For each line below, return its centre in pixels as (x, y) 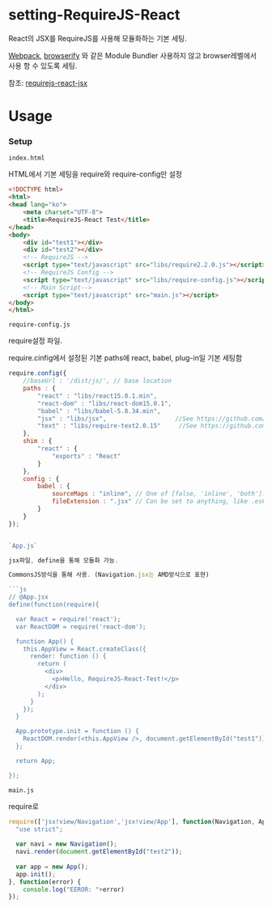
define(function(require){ (54, 605)
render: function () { (68, 656)
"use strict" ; (39, 829)
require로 (23, 806)
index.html (27, 158)
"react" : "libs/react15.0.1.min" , (98, 396)
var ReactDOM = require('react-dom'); (81, 627)
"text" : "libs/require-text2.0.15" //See (117, 426)
